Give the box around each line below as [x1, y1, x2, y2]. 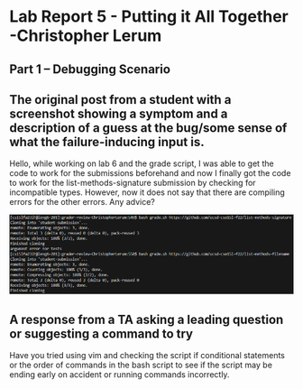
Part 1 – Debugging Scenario [9, 61, 171, 77]
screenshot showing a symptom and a [9, 106, 228, 121]
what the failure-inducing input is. [9, 134, 205, 150]
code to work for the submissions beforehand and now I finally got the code [9, 168, 291, 179]
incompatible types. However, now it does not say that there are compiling [9, 187, 286, 198]
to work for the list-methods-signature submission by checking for [9, 178, 256, 189]
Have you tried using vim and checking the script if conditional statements [9, 350, 286, 361]
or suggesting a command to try [9, 326, 194, 341]
